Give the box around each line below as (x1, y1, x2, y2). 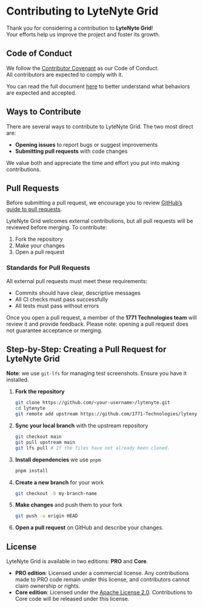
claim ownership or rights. (15, 582, 81, 589)
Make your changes (15, 242, 65, 249)
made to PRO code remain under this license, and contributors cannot (15, 576, 190, 583)
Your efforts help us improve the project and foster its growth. (6, 30, 161, 38)
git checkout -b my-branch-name (15, 490, 97, 497)
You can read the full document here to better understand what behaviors (6, 82, 190, 90)
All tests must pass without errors (15, 302, 99, 309)
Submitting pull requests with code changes (15, 147, 128, 155)
